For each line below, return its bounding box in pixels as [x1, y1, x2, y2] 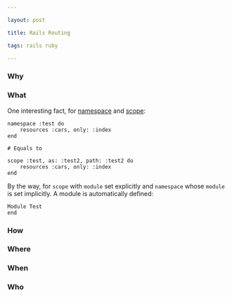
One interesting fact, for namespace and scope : [7, 107, 146, 115]
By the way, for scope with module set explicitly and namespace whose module [7, 181, 225, 190]
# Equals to [7, 145, 42, 152]
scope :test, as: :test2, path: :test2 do [7, 157, 134, 164]
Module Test [7, 202, 42, 210]
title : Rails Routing [7, 29, 71, 36]
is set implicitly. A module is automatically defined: [7, 189, 153, 198]
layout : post [7, 16, 46, 23]
